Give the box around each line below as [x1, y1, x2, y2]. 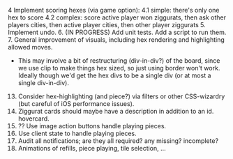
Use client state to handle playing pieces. [17, 129, 137, 137]
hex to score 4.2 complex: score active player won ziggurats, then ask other [8, 13, 226, 22]
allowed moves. [8, 43, 53, 51]
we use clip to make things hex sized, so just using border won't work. [17, 64, 220, 72]
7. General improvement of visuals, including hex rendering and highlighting [8, 36, 225, 44]
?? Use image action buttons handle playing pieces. [17, 122, 167, 130]
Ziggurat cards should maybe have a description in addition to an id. [17, 107, 214, 115]
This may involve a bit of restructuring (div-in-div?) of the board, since [17, 56, 220, 65]
